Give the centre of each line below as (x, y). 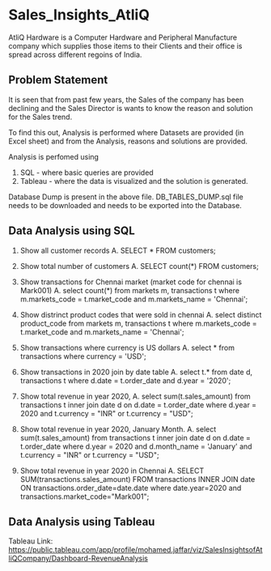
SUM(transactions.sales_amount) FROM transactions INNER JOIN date (138, 479)
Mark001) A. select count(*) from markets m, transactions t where (130, 290)
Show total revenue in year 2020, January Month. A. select (118, 429)
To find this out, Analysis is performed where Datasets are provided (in (126, 132)
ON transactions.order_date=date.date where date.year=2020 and (131, 488)
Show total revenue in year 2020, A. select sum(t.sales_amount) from (135, 396)
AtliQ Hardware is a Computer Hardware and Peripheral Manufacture (123, 37)
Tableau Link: (31, 541)
